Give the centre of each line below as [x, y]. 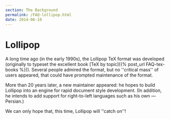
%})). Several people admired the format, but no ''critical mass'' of [89, 70]
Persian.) [15, 101]
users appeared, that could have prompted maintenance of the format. [79, 75]
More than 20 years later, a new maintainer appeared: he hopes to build [80, 85]
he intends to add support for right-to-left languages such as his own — [81, 96]
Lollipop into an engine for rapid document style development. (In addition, [83, 90]
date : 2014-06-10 [24, 19]
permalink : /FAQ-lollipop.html [38, 15]
